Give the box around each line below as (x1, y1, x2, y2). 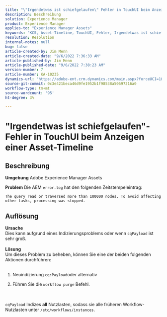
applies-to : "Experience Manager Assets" (5, 26, 92, 31)
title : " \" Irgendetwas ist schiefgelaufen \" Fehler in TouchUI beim (5, 7, 150, 12)
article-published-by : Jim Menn (5, 58, 72, 63)
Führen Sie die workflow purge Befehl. (12, 281, 90, 287)
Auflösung (5, 212, 39, 220)
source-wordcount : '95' (5, 90, 55, 95)
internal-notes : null (5, 40, 50, 45)
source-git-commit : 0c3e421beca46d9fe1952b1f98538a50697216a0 (5, 81, 137, 86)
